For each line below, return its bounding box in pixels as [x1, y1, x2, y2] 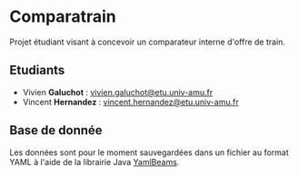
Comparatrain [9, 6, 116, 27]
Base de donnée [9, 122, 103, 138]
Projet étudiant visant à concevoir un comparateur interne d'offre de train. [9, 36, 286, 47]
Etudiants [9, 63, 65, 78]
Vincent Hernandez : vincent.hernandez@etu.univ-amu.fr [22, 96, 239, 107]
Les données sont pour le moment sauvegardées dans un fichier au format [9, 147, 289, 158]
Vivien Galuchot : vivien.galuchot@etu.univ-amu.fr [22, 86, 214, 97]
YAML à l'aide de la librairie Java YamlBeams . [9, 156, 180, 167]
